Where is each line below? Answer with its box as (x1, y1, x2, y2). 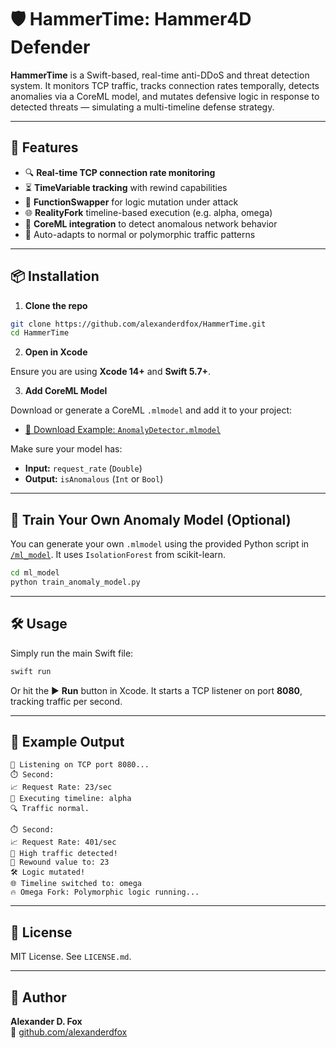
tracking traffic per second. (10, 695, 123, 707)
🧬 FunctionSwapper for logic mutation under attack (24, 196, 239, 208)
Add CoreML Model (24, 385, 108, 397)
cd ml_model (10, 568, 60, 578)
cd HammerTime (10, 328, 70, 338)
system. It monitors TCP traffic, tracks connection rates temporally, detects (10, 79, 320, 91)
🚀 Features (10, 139, 79, 156)
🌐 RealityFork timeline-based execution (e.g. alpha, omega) (24, 206, 273, 218)
